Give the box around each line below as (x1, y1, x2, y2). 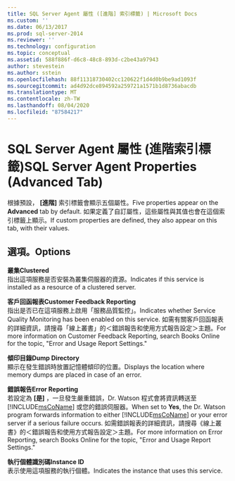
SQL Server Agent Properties (24, 158, 197, 175)
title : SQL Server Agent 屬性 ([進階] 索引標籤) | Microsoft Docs (7, 10, 198, 18)
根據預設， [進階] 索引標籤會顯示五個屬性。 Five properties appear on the (7, 198, 219, 206)
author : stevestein (7, 63, 65, 70)
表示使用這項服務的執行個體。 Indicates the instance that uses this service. (7, 466, 223, 475)
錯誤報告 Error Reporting (7, 385, 79, 393)
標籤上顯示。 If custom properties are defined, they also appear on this (13, 215, 217, 224)
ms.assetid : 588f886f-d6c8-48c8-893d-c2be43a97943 (7, 56, 159, 63)
